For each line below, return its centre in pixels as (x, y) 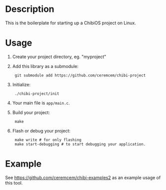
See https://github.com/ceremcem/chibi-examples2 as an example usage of (83, 178)
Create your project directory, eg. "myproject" (59, 57)
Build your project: (31, 112)
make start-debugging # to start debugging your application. (80, 144)
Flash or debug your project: (41, 130)
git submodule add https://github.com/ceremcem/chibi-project (80, 75)
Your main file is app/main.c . (41, 103)
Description (30, 9)
